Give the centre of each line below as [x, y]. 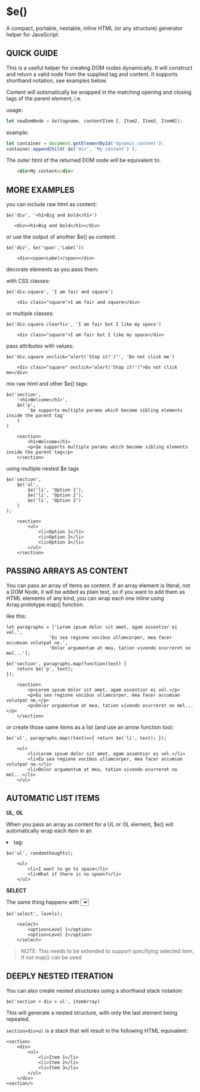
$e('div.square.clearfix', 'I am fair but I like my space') [84, 325]
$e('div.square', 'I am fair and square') [60, 292]
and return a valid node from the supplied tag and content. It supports [92, 74]
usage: [15, 110]
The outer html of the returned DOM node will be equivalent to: [84, 160]
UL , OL [15, 813]
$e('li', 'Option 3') [55, 501]
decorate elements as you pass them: [52, 269]
